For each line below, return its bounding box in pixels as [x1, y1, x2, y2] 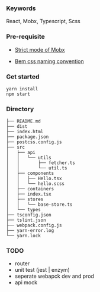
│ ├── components [6, 171, 54, 177]
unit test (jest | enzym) [14, 266, 70, 274]
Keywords [6, 4, 36, 12]
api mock [14, 279, 37, 286]
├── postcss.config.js [6, 139, 62, 145]
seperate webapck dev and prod [14, 272, 95, 280]
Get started [6, 73, 40, 81]
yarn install [6, 86, 38, 92]
